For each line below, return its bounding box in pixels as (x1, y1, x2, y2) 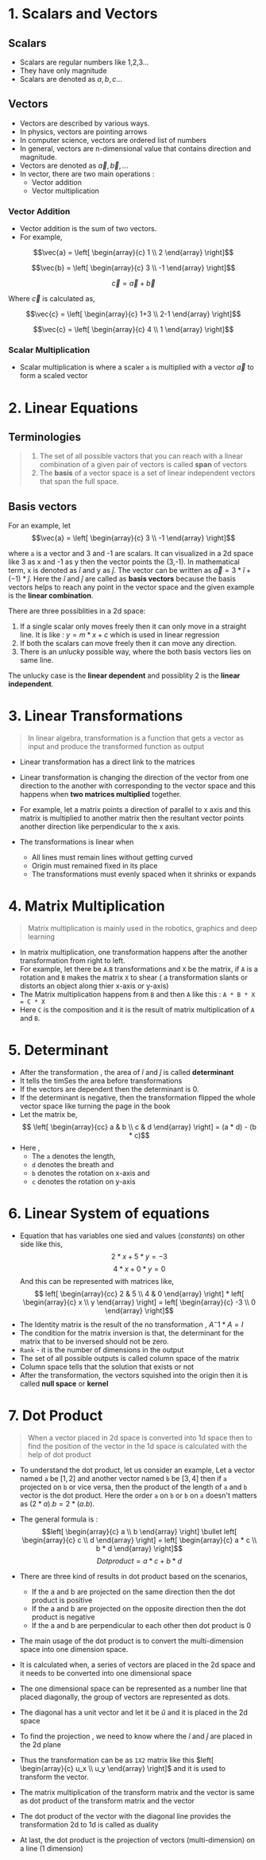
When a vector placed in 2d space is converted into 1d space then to (27, 1433, 253, 1442)
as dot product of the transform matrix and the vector (19, 1796, 195, 1805)
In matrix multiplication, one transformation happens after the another (19, 947, 248, 957)
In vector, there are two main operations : (19, 168, 155, 179)
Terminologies (8, 430, 82, 443)
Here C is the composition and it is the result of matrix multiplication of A (19, 1005, 255, 1015)
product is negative (31, 1612, 95, 1622)
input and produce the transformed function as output (27, 742, 205, 752)
